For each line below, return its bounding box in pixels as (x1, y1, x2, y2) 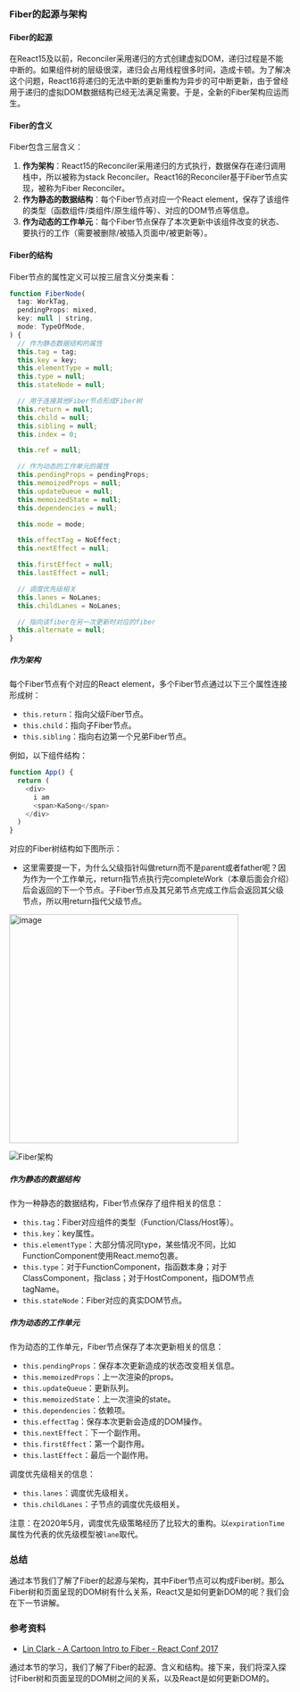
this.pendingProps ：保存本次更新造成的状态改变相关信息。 (21, 1361, 239, 1371)
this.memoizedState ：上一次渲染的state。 (21, 1394, 176, 1404)
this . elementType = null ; (17, 364, 114, 373)
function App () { (9, 768, 74, 777)
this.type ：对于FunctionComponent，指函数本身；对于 (21, 1261, 228, 1272)
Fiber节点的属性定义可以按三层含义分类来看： (9, 271, 177, 282)
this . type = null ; (17, 373, 87, 381)
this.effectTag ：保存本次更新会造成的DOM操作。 (21, 1416, 207, 1427)
